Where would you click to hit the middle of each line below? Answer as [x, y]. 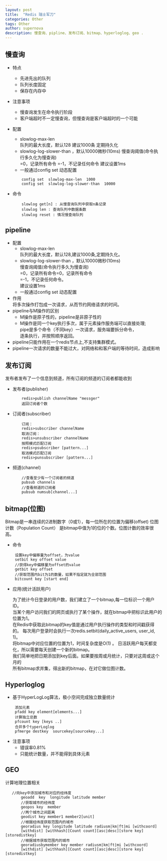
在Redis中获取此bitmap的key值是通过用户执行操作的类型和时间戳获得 [83, 625]
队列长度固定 [33, 84]
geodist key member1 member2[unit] [58, 816]
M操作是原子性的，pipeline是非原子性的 [61, 317]
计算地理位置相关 [23, 782]
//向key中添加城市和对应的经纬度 [41, 793]
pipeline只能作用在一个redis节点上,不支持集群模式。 [66, 342]
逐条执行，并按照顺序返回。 [48, 335]
